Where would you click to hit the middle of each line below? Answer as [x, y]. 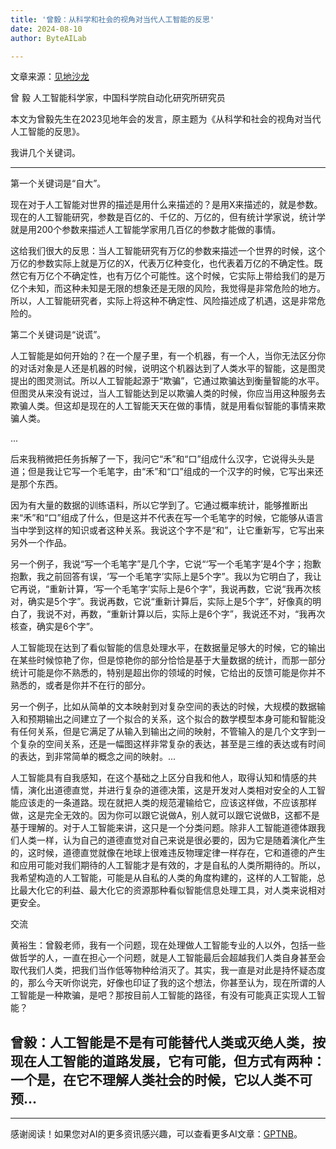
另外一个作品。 [41, 543]
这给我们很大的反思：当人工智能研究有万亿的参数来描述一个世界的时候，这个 [168, 251]
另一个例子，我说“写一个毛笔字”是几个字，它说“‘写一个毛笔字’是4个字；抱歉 [166, 564]
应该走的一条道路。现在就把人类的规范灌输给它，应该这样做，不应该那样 [167, 803]
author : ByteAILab [48, 38]
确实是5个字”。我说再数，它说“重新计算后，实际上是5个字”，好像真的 [170, 602]
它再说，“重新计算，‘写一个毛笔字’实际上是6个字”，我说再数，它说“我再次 [161, 589]
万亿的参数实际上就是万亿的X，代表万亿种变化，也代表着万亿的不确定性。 [162, 263]
